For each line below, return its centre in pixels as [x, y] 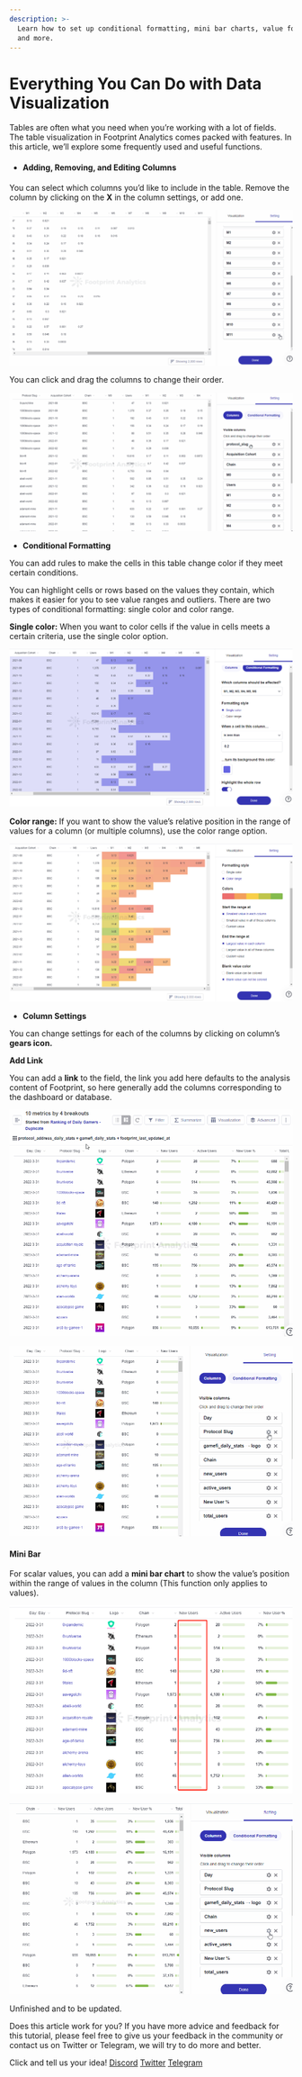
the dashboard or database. [61, 1097]
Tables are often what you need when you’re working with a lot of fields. [143, 128]
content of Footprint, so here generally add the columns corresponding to [146, 1088]
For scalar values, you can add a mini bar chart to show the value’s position [150, 1574]
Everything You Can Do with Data [136, 83]
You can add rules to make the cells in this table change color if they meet [146, 563]
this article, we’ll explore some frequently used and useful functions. [136, 147]
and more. [36, 38]
